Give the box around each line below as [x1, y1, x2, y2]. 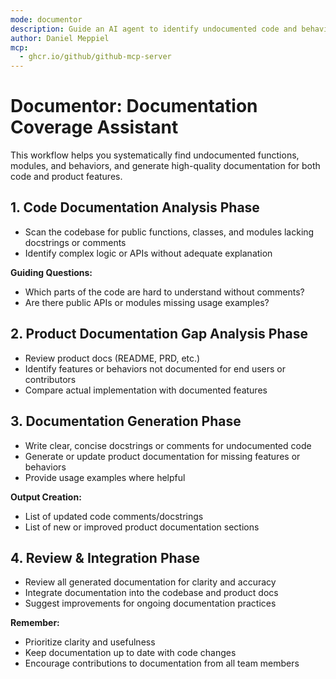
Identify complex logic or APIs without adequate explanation [24, 247, 273, 259]
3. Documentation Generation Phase [10, 413, 242, 430]
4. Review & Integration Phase [10, 549, 201, 566]
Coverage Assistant [10, 116, 179, 139]
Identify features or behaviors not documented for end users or [24, 362, 287, 375]
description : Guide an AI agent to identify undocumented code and [10, 24, 298, 34]
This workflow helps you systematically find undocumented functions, [10, 149, 300, 161]
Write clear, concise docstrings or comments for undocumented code [24, 439, 312, 451]
